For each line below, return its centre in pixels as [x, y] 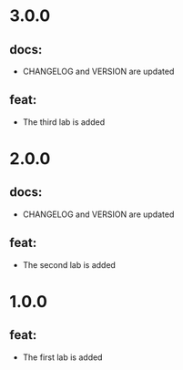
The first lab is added [62, 357]
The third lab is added [64, 122]
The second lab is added [69, 264]
